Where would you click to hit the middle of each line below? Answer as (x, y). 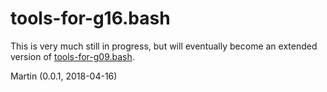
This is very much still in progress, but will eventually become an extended (164, 46)
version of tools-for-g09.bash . (72, 56)
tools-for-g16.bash (90, 18)
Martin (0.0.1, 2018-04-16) (64, 76)
